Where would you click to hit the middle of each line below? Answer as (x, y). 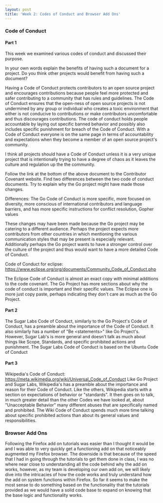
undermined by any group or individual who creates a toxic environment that (81, 108)
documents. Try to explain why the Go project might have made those (75, 184)
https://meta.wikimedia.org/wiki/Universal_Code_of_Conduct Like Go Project (81, 379)
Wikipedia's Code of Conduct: (35, 374)
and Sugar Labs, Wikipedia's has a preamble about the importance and (76, 384)
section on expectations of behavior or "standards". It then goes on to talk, (80, 395)
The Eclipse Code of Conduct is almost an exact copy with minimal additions (82, 278)
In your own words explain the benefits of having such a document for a (77, 68)
